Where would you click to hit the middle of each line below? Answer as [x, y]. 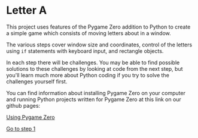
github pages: [23, 105]
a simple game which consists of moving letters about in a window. [89, 33]
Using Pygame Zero [31, 117]
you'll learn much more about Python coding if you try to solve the [88, 75]
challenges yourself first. [37, 81]
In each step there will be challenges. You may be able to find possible [93, 62]
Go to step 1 [21, 128]
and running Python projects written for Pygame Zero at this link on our [94, 99]
